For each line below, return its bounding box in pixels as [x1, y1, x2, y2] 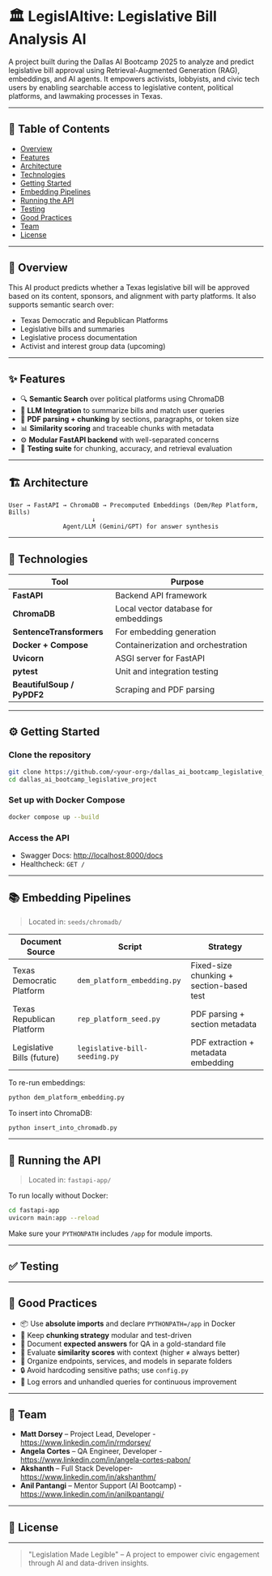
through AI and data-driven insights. [28, 1558, 150, 1568]
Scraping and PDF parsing [114, 684, 215, 695]
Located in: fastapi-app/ [28, 1175, 112, 1185]
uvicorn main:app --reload [8, 1214, 100, 1222]
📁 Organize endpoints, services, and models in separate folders [19, 1356, 232, 1365]
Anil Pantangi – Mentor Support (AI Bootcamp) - [19, 1480, 182, 1491]
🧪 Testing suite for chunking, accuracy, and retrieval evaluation [19, 444, 232, 454]
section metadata [190, 1018, 257, 1029]
